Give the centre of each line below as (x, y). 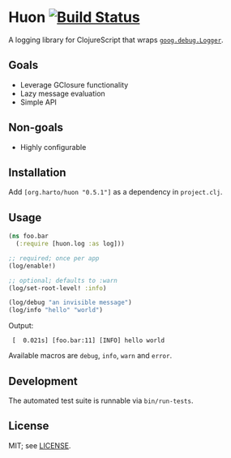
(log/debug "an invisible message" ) (70, 303)
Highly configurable (53, 147)
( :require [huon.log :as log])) (71, 244)
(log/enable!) (32, 266)
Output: (21, 326)
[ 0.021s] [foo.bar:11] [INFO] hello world (88, 340)
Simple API (38, 102)
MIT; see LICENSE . (40, 445)
